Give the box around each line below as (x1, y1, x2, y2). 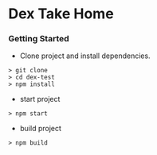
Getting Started (8, 33, 69, 45)
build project (19, 124, 62, 134)
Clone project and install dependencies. (19, 51, 151, 60)
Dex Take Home (8, 5, 114, 23)
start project (19, 95, 61, 104)
